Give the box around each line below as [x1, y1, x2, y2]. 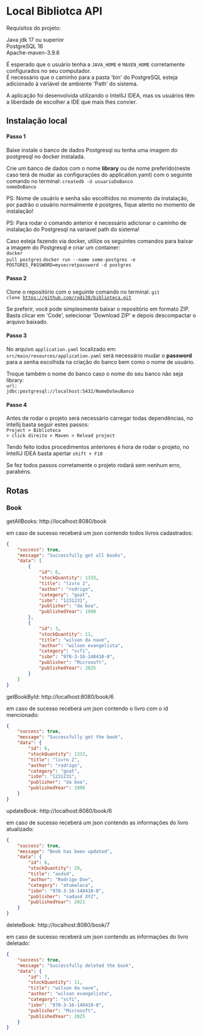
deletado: [6, 940, 30, 947]
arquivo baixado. [6, 318, 49, 325]
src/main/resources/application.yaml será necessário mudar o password [6, 352, 192, 359]
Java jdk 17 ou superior [6, 36, 64, 43]
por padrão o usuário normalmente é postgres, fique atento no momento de [6, 201, 195, 208]
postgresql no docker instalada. [6, 153, 86, 160]
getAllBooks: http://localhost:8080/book [6, 517, 107, 525]
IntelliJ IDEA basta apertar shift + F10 [6, 450, 103, 457]
